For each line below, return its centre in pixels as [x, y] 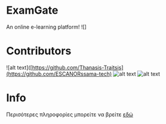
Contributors [39, 51]
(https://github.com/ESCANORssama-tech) [59, 74]
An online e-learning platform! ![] [46, 27]
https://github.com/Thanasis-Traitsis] [78, 67]
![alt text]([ [19, 67]
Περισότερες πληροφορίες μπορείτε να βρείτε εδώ [70, 114]
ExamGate [32, 10]
